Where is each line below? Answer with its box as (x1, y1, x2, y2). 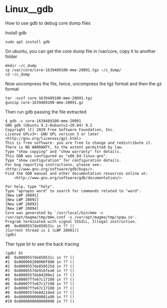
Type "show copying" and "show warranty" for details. (5, 149, 122, 154)
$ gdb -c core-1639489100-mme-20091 (5, 118, 81, 123)
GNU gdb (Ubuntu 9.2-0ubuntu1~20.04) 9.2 (5, 122, 93, 128)
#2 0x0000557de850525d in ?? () (5, 263, 75, 268)
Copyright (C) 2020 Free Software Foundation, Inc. (5, 127, 115, 132)
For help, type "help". (5, 184, 55, 189)
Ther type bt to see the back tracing (5, 241, 79, 247)
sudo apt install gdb (5, 39, 50, 44)
